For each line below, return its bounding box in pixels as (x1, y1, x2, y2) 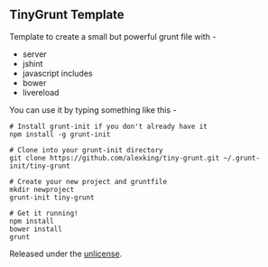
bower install (9, 225, 63, 234)
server (22, 49, 47, 60)
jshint (22, 58, 43, 69)
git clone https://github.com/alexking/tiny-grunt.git (9, 153, 220, 162)
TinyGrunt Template (9, 7, 125, 23)
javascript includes (22, 68, 93, 78)
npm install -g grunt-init (9, 130, 111, 139)
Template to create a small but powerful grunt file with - (9, 31, 217, 41)
